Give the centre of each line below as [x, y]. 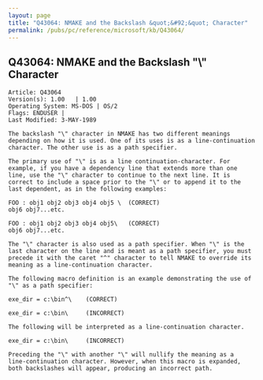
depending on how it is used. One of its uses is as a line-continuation [132, 141]
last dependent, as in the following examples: [88, 189]
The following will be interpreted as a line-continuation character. [126, 327]
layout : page [30, 15]
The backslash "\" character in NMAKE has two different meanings [119, 134]
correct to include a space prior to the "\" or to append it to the [125, 182]
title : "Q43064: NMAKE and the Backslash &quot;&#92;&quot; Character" [128, 23]
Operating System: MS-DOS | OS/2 [63, 106]
